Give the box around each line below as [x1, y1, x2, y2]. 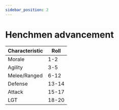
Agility [8, 64, 23, 71]
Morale [8, 56, 25, 63]
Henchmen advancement [5, 29, 114, 40]
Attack [8, 88, 24, 95]
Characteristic [8, 47, 43, 54]
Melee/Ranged [8, 72, 43, 79]
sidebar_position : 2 [5, 7, 49, 13]
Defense [8, 80, 28, 87]
